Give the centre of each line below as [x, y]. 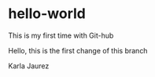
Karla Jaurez [29, 66]
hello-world [47, 14]
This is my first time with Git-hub [61, 35]
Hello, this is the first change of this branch [78, 50]
